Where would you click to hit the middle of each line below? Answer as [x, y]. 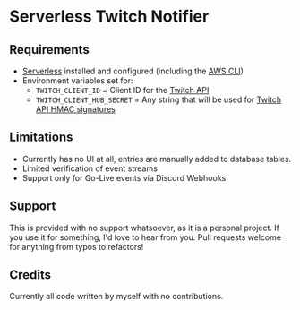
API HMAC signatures [76, 109]
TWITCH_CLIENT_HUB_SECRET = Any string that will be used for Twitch [159, 99]
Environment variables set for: [77, 81]
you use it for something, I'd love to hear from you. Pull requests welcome [146, 237]
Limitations [41, 138]
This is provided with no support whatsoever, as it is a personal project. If [145, 228]
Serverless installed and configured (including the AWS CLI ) [133, 71]
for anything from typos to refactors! [77, 246]
